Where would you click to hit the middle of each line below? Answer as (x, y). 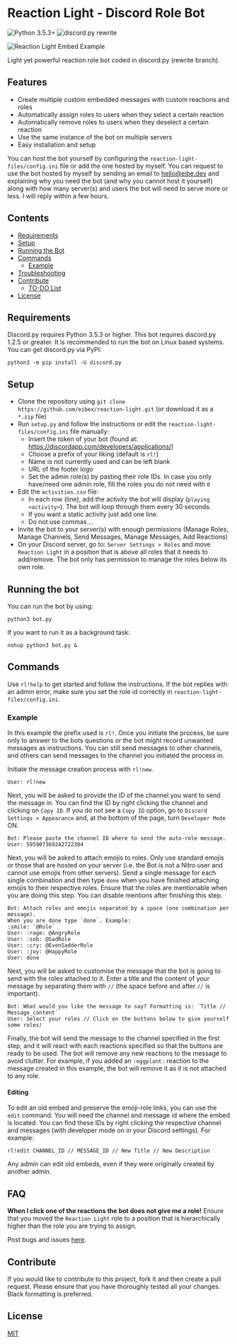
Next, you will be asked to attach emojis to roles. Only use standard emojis (116, 858)
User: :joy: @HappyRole (42, 952)
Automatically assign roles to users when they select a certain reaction (121, 114)
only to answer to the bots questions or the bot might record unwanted (110, 741)
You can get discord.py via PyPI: (54, 350)
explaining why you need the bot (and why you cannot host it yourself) (110, 181)
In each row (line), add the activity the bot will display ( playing (119, 499)
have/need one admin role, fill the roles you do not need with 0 (119, 484)
